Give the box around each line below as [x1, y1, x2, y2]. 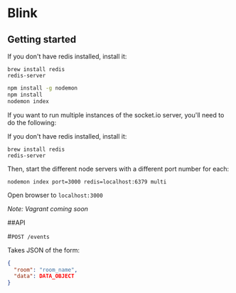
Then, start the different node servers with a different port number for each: [7, 164, 230, 173]
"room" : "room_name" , [14, 266, 78, 273]
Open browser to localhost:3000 [7, 191, 103, 199]
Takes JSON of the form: [7, 245, 80, 254]
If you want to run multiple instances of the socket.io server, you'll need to [7, 110, 225, 119]
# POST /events [7, 232, 50, 240]
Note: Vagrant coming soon [7, 204, 89, 213]
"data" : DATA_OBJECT [14, 272, 75, 280]
